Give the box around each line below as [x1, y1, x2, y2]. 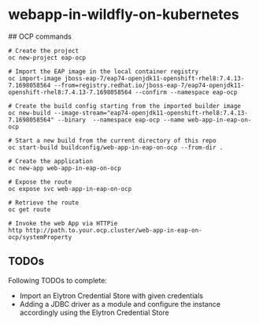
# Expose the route [8, 177, 72, 186]
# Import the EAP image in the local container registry [8, 67, 199, 76]
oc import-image [8, 74, 61, 82]
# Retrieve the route [8, 199, 80, 207]
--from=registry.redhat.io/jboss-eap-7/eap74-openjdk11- [54, 81, 245, 89]
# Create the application [8, 157, 93, 165]
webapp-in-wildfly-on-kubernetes [8, 6, 240, 24]
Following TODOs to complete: [8, 275, 108, 285]
